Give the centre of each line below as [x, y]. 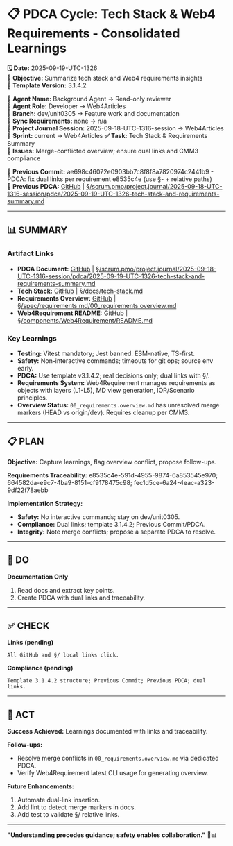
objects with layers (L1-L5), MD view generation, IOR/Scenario [106, 390]
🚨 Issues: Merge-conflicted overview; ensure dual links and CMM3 [103, 151]
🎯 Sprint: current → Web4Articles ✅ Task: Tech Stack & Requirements [107, 135]
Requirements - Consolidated [94, 34]
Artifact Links [31, 253]
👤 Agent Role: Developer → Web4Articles [67, 106]
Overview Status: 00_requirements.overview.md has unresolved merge [118, 405]
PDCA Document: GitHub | [56, 269]
